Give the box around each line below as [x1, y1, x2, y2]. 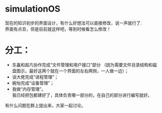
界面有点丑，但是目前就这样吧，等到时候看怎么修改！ [5, 26, 111, 32]
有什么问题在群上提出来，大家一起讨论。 [5, 102, 86, 108]
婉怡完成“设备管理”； [12, 80, 55, 86]
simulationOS [5, 3, 60, 15]
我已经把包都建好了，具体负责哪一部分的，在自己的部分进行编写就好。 [12, 92, 152, 98]
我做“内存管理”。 [12, 86, 46, 92]
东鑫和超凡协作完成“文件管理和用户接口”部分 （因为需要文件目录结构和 [12, 62, 153, 67]
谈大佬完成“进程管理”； [12, 74, 59, 80]
